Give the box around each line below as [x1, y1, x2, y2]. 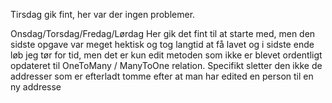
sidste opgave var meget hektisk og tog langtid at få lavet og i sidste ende [10, 39, 315, 50]
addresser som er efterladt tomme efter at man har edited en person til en [10, 70, 314, 82]
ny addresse [10, 81, 62, 93]
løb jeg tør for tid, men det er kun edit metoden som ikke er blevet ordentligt [10, 49, 323, 61]
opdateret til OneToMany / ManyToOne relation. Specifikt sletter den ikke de [10, 60, 323, 71]
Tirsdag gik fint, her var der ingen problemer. [10, 9, 196, 20]
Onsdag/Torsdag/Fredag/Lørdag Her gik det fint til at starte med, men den [10, 28, 316, 39]
